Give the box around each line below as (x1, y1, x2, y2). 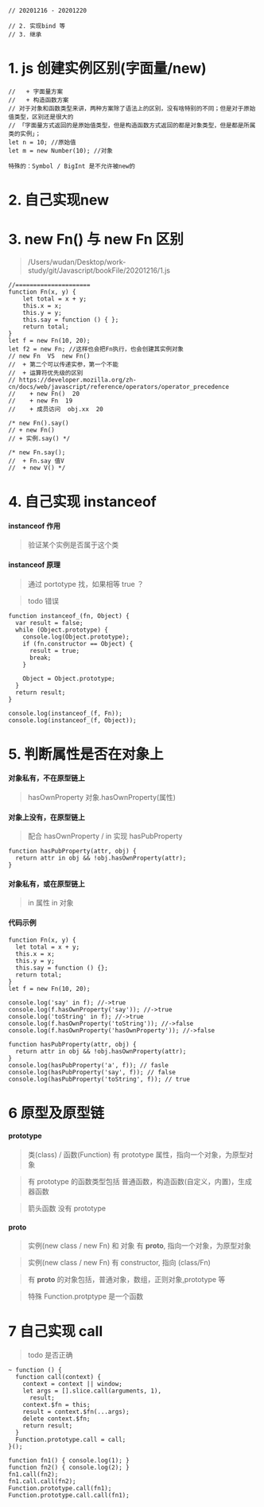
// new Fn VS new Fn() (8, 352, 91, 360)
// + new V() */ (8, 464, 66, 472)
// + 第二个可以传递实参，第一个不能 (8, 361, 119, 369)
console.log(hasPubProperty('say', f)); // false (8, 1068, 177, 1076)
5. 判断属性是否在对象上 (8, 745, 164, 763)
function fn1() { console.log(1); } (8, 1457, 130, 1465)
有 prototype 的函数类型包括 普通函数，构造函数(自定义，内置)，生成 (27, 1177, 253, 1187)
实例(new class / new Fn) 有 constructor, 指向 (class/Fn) (27, 1258, 211, 1268)
